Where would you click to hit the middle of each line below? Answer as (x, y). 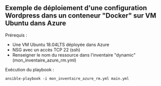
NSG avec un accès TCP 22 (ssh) (46, 50)
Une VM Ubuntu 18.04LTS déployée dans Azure (61, 44)
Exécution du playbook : (30, 69)
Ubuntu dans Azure (36, 23)
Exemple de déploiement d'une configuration (76, 8)
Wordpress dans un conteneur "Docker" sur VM (81, 16)
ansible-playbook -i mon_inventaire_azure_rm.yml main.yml (67, 78)
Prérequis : (16, 35)
